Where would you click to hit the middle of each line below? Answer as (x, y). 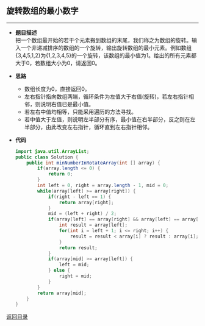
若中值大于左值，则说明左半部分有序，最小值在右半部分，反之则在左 (110, 119)
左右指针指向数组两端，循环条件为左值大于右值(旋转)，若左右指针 (106, 96)
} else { (59, 271)
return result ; (78, 248)
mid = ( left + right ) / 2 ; (82, 214)
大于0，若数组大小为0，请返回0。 (58, 63)
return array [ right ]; (86, 202)
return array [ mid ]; (62, 293)
